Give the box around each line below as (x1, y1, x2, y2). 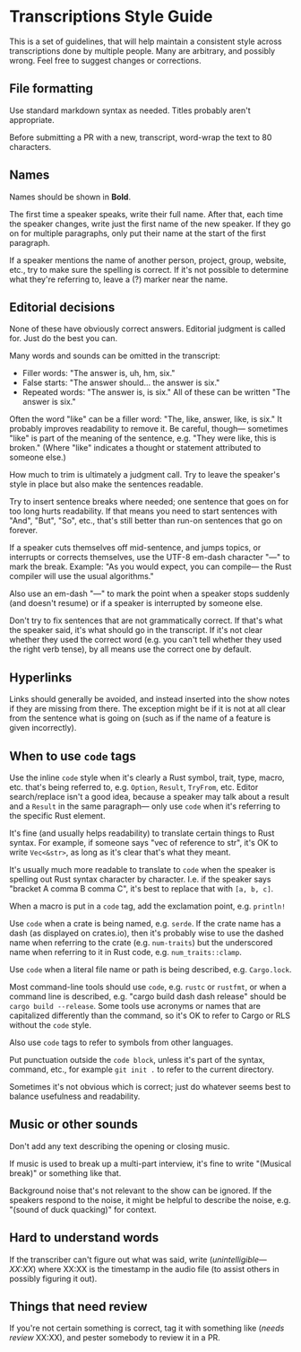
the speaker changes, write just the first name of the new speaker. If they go (9, 218, 291, 229)
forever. (9, 525, 39, 536)
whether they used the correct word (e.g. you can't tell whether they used (9, 635, 282, 645)
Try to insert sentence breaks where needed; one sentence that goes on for (9, 496, 289, 507)
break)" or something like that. (9, 1167, 122, 1178)
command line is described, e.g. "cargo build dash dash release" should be (9, 991, 287, 1002)
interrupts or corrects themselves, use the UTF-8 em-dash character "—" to (9, 552, 290, 563)
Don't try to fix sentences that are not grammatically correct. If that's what (9, 615, 284, 626)
